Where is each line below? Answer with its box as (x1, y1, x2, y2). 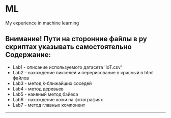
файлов (12, 75, 30, 81)
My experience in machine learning (5, 20, 79, 26)
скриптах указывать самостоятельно (5, 43, 132, 51)
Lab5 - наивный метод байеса (12, 91, 78, 97)
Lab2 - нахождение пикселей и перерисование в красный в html (12, 69, 154, 75)
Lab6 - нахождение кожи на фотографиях (12, 96, 103, 102)
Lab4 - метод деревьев (12, 85, 64, 92)
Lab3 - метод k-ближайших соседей (12, 80, 92, 86)
